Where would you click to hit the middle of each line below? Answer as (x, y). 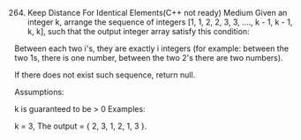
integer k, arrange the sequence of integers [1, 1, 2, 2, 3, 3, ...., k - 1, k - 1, (160, 22)
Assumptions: (39, 92)
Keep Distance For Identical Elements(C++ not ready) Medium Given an (157, 13)
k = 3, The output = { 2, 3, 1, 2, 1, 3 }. (81, 126)
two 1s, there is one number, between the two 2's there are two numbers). (149, 58)
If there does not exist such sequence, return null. (105, 75)
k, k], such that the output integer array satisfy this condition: (138, 31)
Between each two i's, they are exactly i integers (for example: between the (152, 48)
